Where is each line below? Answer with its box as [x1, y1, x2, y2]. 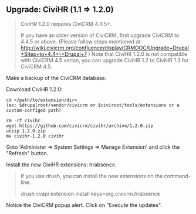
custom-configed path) [6, 107, 62, 113]
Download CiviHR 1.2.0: [6, 85, 63, 93]
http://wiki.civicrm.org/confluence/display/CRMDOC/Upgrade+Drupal [20, 44, 189, 51]
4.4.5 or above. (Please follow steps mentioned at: [20, 38, 142, 45]
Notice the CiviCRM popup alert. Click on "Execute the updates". [6, 201, 163, 208]
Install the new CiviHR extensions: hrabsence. [6, 161, 117, 168]
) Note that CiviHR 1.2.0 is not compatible [87, 50, 188, 58]
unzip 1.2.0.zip [6, 128, 46, 134]
